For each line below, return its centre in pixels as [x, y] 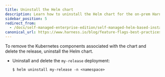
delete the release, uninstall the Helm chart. [49, 51]
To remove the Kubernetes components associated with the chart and [76, 46]
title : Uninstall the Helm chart [39, 10]
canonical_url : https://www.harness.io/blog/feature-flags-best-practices [83, 32]
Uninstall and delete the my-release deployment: [61, 61]
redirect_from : [21, 23]
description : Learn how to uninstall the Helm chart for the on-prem [78, 14]
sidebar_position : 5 [26, 19]
